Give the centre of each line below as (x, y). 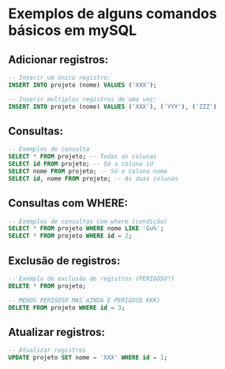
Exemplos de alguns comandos (112, 14)
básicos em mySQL (73, 30)
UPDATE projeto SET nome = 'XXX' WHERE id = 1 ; (88, 358)
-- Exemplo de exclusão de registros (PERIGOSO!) (92, 278)
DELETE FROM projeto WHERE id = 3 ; (67, 307)
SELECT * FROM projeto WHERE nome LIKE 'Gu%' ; (86, 229)
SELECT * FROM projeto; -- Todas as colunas (82, 157)
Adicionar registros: (58, 60)
